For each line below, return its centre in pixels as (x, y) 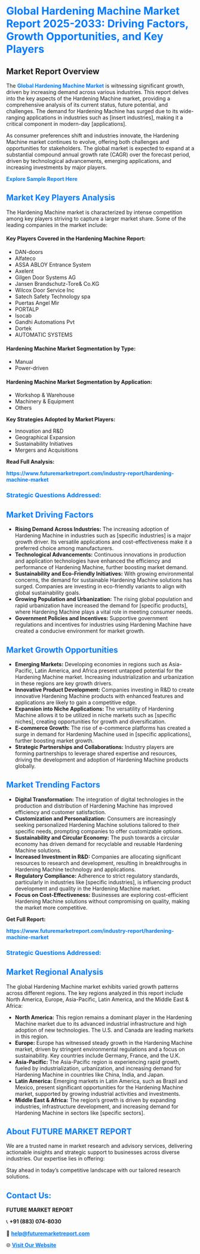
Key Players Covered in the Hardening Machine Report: (76, 238)
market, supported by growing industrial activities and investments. (98, 1093)
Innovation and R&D (39, 431)
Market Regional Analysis (55, 972)
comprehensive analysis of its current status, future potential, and (87, 105)
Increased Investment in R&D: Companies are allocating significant (98, 856)
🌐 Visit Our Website (31, 1245)
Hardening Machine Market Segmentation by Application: (79, 382)
